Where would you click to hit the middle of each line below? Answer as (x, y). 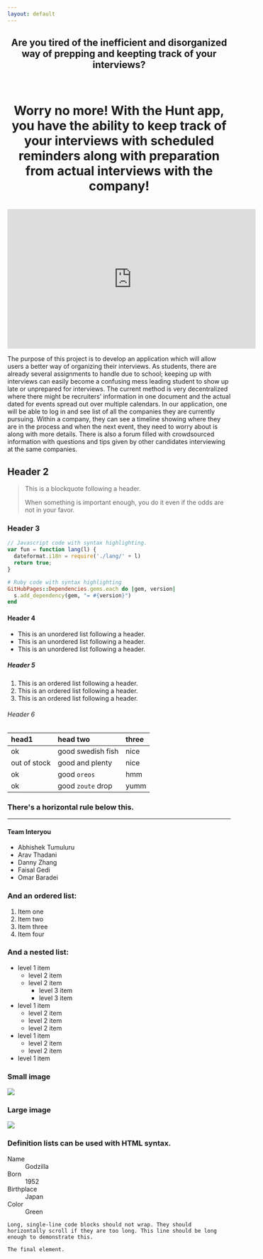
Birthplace (22, 1189)
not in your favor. (50, 510)
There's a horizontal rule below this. (71, 807)
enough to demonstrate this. (50, 1237)
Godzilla (37, 1166)
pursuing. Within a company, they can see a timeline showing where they (114, 419)
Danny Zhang (37, 863)
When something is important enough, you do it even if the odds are (124, 503)
